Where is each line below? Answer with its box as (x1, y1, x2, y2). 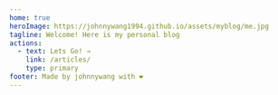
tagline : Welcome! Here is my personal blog (9, 30, 180, 39)
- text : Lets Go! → (17, 47, 91, 56)
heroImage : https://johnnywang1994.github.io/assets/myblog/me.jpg (9, 22, 270, 31)
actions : (9, 38, 43, 48)
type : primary (25, 64, 79, 73)
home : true (9, 13, 51, 23)
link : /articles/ (25, 55, 91, 64)
